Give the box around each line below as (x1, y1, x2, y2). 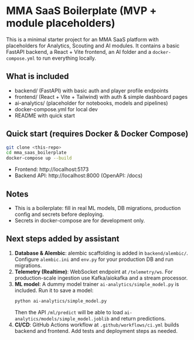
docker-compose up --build (6, 155, 72, 162)
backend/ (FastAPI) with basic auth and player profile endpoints (14, 87, 169, 94)
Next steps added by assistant (6, 234, 120, 244)
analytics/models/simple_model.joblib (14, 316, 110, 322)
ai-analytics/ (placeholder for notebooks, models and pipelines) (14, 99, 168, 107)
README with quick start (14, 112, 75, 119)
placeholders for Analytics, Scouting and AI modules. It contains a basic (6, 42, 180, 49)
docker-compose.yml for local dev (14, 105, 98, 112)
